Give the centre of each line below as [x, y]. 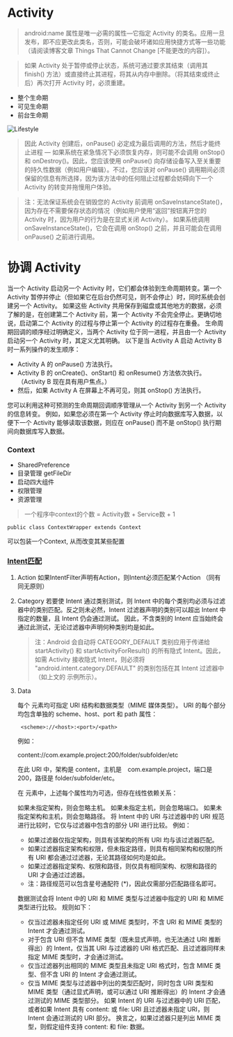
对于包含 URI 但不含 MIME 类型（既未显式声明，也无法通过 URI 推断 [124, 939]
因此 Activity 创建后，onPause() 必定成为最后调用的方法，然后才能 [119, 143]
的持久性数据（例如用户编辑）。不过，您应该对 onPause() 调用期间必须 [124, 170]
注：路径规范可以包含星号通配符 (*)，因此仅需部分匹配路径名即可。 [124, 883]
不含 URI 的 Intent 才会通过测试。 [94, 974]
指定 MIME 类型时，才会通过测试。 [77, 957]
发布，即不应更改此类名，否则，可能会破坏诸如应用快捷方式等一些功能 [125, 42]
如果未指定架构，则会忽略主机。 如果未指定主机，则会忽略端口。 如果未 [120, 808]
